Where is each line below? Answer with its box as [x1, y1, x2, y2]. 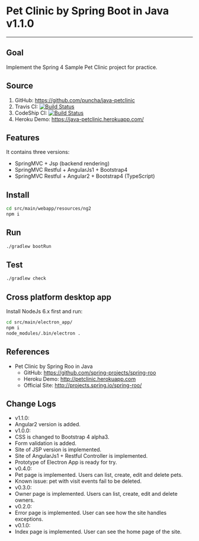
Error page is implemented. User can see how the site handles [14, 509, 167, 517]
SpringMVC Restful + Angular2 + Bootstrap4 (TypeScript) [14, 172, 155, 180]
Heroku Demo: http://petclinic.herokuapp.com [23, 375, 136, 382]
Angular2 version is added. [14, 421, 81, 428]
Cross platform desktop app [6, 292, 111, 302]
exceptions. [14, 515, 43, 523]
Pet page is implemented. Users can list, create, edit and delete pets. [14, 471, 183, 479]
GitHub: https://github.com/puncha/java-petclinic [14, 96, 135, 103]
